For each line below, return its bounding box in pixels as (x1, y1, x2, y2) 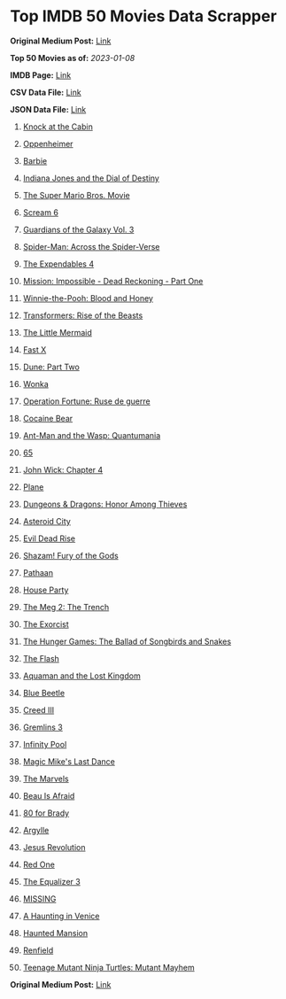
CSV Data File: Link (10, 87, 82, 97)
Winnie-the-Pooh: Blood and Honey (22, 292, 154, 303)
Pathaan (22, 567, 54, 577)
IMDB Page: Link (10, 69, 72, 81)
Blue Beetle (22, 687, 66, 698)
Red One (22, 859, 56, 870)
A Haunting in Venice (22, 910, 100, 921)
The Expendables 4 (22, 259, 95, 269)
